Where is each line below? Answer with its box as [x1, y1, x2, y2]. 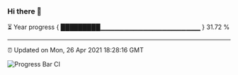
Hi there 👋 [7, 6, 42, 16]
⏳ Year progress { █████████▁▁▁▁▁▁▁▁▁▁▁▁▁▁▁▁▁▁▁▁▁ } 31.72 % [7, 23, 230, 31]
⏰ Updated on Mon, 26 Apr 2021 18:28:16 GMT [7, 46, 144, 54]
